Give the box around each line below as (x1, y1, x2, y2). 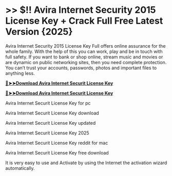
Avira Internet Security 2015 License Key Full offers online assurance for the (5, 43, 166, 49)
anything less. (5, 70, 35, 76)
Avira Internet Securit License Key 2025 (5, 130, 89, 136)
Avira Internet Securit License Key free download (5, 149, 109, 155)
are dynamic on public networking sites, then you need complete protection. (5, 59, 167, 65)
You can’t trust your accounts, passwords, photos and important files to (5, 65, 157, 71)
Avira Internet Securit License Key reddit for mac (5, 140, 108, 146)
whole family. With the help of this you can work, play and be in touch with (5, 48, 163, 54)
